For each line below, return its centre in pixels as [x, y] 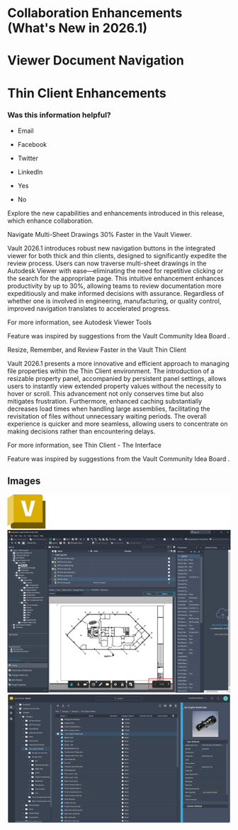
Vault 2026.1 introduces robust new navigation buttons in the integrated [112, 248]
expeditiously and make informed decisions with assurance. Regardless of [116, 293]
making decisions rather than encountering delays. [81, 431]
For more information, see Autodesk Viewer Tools [80, 322]
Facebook [32, 144]
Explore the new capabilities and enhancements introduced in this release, [116, 213]
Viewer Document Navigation [96, 61]
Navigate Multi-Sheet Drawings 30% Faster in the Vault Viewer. [100, 234]
